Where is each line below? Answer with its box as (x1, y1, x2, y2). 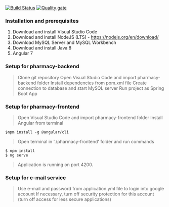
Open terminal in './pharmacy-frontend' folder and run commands (17, 138, 154, 144)
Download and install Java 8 (12, 45, 72, 51)
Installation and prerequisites (5, 17, 79, 24)
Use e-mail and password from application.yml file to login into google (17, 186, 164, 192)
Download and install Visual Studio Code (12, 29, 98, 35)
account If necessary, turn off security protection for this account (17, 191, 154, 197)
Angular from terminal (17, 120, 64, 126)
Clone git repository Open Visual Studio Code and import (17, 74, 137, 80)
